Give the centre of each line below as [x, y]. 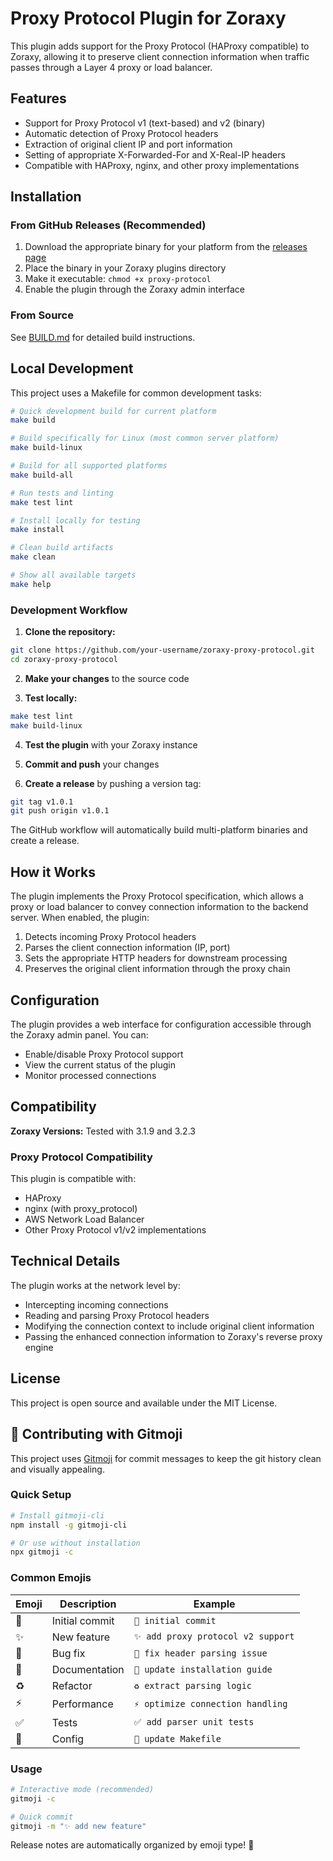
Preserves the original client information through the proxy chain [157, 969]
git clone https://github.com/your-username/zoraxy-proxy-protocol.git [162, 650]
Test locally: [51, 698]
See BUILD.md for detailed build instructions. [103, 337]
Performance [82, 1704]
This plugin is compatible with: [73, 1179]
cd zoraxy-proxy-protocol [64, 659]
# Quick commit [42, 1817]
